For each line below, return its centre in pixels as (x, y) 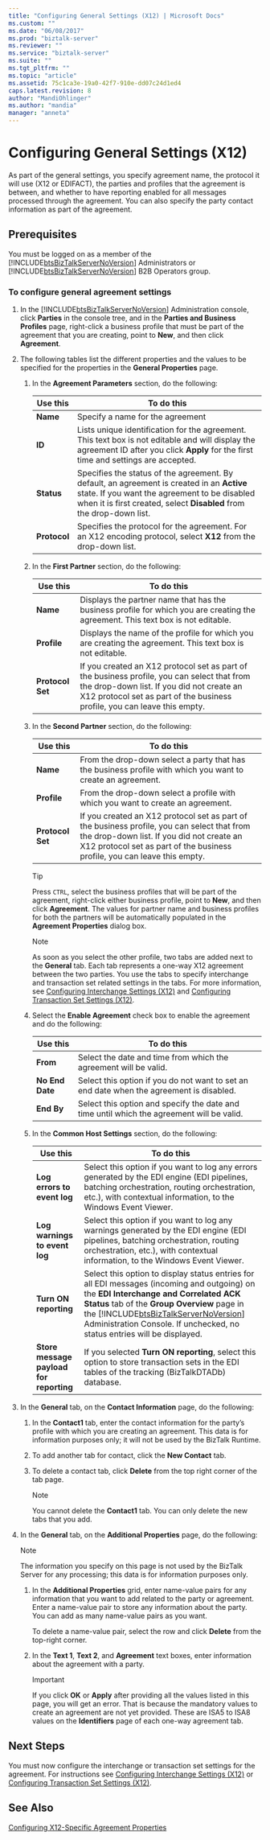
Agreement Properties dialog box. (89, 926)
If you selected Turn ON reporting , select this (170, 1352)
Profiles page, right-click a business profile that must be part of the (132, 327)
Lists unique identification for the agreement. (162, 430)
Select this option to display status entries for (169, 1274)
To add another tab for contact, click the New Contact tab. (129, 1455)
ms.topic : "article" (43, 76)
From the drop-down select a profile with (157, 793)
